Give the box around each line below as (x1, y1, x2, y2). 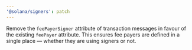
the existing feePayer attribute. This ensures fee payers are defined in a (6, 31, 180, 38)
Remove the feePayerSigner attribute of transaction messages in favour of (6, 25, 187, 32)
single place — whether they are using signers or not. (6, 37, 136, 44)
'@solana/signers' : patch (6, 8, 70, 15)
